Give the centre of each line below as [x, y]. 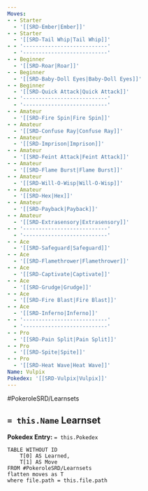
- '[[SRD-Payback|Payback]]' [56, 209]
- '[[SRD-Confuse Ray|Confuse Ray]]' [68, 131]
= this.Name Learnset [54, 421]
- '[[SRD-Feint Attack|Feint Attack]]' [72, 157]
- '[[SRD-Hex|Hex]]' [43, 196]
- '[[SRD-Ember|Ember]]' [50, 27]
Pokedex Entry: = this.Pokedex [53, 437]
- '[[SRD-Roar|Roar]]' [46, 66]
